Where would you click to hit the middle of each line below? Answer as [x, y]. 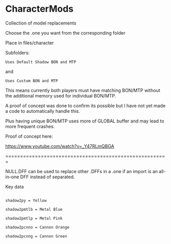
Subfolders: [17, 53]
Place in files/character [30, 43]
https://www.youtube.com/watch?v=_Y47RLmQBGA [60, 146]
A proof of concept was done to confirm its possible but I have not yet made [86, 106]
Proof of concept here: [29, 136]
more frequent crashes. [30, 126]
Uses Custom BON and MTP [32, 81]
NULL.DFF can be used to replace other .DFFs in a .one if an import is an [82, 171]
